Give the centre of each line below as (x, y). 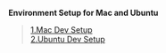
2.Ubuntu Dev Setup (68, 39)
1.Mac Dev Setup (61, 30)
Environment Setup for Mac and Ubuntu (83, 13)
